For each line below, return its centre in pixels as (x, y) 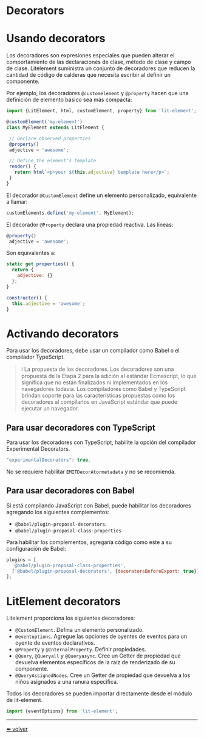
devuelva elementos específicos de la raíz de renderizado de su (95, 662)
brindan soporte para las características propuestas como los (98, 396)
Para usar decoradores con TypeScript (81, 428)
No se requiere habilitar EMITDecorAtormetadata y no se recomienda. (91, 471)
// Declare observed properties (50, 138)
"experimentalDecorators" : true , (49, 460)
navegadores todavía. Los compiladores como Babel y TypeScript (104, 389)
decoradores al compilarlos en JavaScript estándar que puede (99, 402)
